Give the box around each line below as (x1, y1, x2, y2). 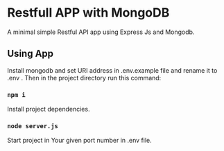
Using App (7, 48, 54, 60)
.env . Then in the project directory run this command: (7, 73, 162, 82)
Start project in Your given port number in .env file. (7, 136, 152, 145)
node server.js (7, 122, 59, 130)
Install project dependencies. (7, 105, 90, 114)
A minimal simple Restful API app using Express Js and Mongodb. (7, 28, 195, 36)
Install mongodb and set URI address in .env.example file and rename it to (7, 66, 218, 74)
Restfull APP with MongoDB (7, 5, 170, 21)
